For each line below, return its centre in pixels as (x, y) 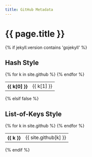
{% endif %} (18, 150)
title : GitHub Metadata (29, 10)
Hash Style (22, 62)
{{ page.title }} (35, 34)
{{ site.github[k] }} (46, 137)
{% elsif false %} (22, 99)
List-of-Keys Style (33, 114)
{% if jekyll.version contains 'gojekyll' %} (46, 47)
